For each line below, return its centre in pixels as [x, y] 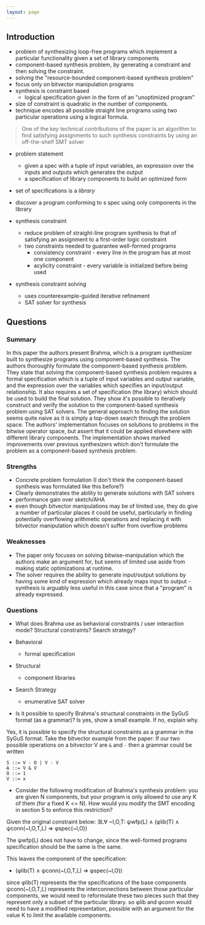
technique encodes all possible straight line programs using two [96, 111]
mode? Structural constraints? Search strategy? [75, 630]
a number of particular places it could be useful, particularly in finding [103, 513]
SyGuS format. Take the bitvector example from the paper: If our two [93, 739]
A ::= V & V [21, 768]
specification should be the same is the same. [64, 847]
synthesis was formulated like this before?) [69, 487]
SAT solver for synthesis [55, 302]
